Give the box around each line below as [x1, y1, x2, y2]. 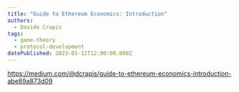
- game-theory [14, 37, 56, 44]
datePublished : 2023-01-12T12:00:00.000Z [7, 50, 133, 57]
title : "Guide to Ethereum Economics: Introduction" [7, 10, 168, 18]
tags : [7, 30, 24, 38]
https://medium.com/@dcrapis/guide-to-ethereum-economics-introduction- [7, 69, 232, 78]
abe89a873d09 [7, 76, 53, 85]
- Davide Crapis [14, 23, 62, 30]
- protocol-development [14, 43, 84, 50]
